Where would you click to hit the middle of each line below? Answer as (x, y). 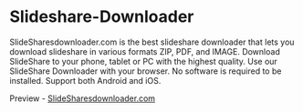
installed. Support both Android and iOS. (85, 80)
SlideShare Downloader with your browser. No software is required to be (146, 71)
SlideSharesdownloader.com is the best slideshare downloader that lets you (152, 42)
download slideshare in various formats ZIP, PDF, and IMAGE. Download (145, 51)
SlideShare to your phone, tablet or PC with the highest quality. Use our (144, 61)
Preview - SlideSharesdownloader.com (83, 98)
